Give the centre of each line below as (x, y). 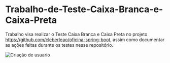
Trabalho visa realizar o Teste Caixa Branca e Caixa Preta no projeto (76, 34)
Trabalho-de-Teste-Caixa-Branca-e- (84, 9)
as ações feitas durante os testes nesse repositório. (59, 45)
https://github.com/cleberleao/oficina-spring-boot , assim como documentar (85, 40)
